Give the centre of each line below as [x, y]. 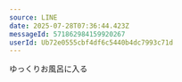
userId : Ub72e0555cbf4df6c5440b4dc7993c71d [91, 42]
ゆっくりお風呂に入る [48, 69]
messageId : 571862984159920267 [67, 34]
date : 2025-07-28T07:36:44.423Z [69, 26]
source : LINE [33, 17]
